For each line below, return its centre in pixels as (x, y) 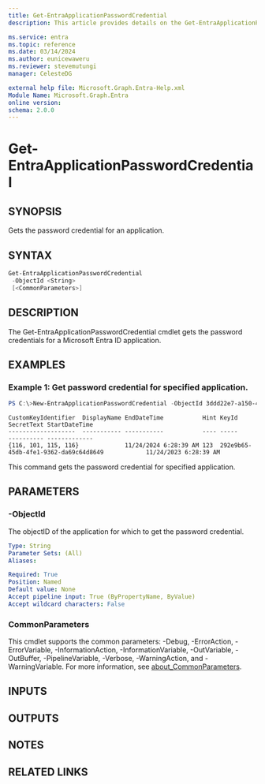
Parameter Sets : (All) (45, 553)
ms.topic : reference (42, 44)
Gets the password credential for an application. (86, 230)
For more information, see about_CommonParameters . (154, 666)
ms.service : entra (38, 37)
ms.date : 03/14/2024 (42, 52)
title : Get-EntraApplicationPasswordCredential (88, 15)
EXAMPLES (37, 365)
